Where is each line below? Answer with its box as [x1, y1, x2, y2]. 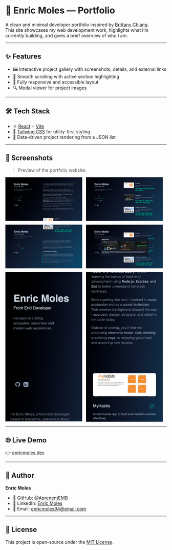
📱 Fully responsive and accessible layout [12, 79, 99, 85]
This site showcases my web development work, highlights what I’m [5, 27, 148, 33]
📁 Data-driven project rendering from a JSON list [12, 134, 116, 140]
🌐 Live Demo [5, 436, 47, 444]
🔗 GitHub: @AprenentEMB [12, 495, 68, 501]
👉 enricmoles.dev [5, 450, 45, 456]
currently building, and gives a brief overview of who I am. [5, 32, 128, 38]
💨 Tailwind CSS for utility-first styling [12, 128, 91, 135]
